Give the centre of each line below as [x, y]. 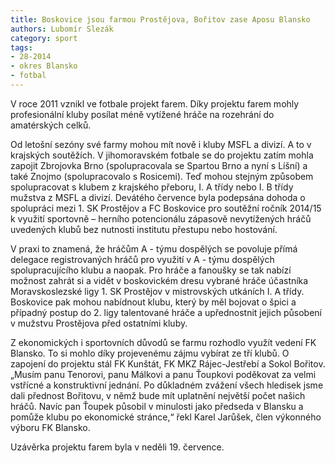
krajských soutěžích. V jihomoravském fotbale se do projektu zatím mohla [162, 155]
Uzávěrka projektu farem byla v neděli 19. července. [117, 447]
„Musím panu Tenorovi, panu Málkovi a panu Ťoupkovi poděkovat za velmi [163, 374]
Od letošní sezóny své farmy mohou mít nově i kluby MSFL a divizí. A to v [161, 144]
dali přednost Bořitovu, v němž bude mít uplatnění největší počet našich [158, 395]
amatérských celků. [51, 125]
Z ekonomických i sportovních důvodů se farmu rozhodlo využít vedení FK [163, 342]
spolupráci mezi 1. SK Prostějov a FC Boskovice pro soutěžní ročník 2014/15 [166, 208]
